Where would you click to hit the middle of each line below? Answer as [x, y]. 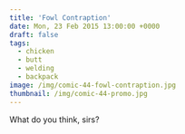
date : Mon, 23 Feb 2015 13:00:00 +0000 [85, 26]
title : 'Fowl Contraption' [60, 18]
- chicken [36, 52]
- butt [30, 60]
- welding [36, 69]
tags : [19, 43]
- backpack [38, 77]
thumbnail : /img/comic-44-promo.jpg [78, 93]
